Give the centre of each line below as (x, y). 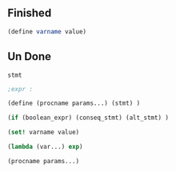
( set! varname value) (44, 132)
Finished (30, 13)
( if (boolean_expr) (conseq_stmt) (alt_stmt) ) (88, 118)
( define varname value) (47, 31)
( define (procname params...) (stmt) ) (74, 103)
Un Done (30, 56)
